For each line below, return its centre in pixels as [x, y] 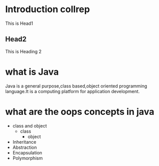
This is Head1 [19, 23]
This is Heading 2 [23, 51]
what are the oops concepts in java [80, 112]
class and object [30, 126]
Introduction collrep [47, 9]
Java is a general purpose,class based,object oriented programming [76, 86]
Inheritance [24, 142]
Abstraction [24, 147]
